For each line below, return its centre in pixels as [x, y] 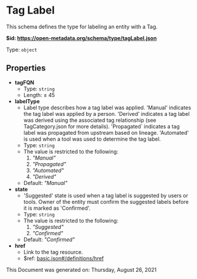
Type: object [22, 49]
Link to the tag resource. [53, 252]
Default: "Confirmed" [49, 239]
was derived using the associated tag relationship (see [90, 120]
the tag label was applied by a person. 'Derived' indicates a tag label [106, 113]
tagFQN [24, 82]
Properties [26, 68]
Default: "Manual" [45, 183]
